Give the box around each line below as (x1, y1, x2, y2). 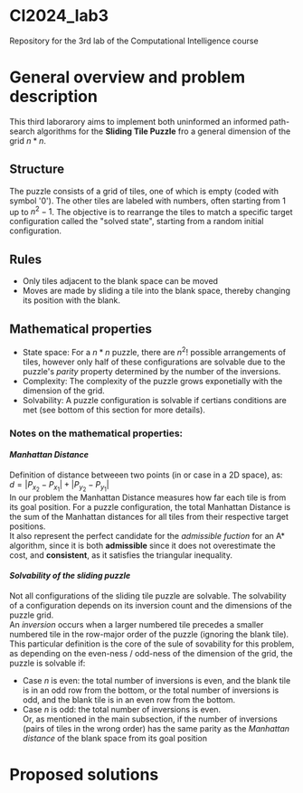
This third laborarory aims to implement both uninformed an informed (9, 116, 268, 127)
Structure (9, 162, 65, 177)
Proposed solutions (9, 765, 159, 785)
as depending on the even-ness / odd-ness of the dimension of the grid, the (9, 648, 293, 659)
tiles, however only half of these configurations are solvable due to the (22, 356, 286, 367)
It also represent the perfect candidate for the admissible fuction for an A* (9, 530, 286, 541)
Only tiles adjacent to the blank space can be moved (22, 276, 219, 287)
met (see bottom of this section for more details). (22, 404, 206, 415)
